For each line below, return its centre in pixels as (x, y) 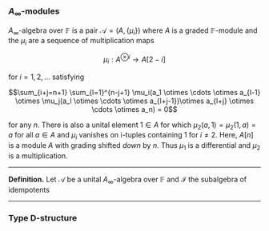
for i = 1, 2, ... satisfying (46, 77)
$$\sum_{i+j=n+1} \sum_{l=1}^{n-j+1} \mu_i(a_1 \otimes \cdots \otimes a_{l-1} (134, 92)
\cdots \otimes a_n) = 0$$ (134, 109)
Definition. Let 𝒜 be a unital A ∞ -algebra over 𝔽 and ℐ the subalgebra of (128, 180)
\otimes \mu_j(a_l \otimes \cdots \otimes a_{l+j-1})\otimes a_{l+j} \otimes (134, 101)
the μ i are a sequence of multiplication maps (81, 42)
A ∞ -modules (34, 12)
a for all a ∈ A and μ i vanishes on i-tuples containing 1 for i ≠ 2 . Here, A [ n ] (131, 136)
